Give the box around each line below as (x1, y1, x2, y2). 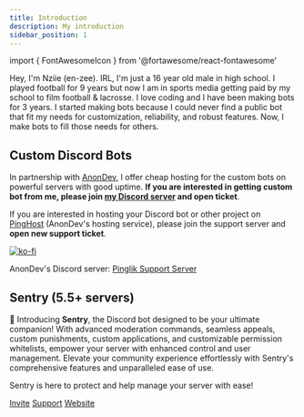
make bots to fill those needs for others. (9, 121, 159, 132)
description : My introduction (9, 22, 125, 31)
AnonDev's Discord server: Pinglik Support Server (9, 263, 198, 274)
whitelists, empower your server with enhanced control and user (9, 343, 251, 353)
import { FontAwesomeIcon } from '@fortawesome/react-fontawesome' (9, 56, 278, 66)
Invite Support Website (9, 398, 96, 408)
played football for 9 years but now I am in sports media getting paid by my (9, 83, 291, 94)
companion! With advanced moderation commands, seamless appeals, (9, 324, 276, 334)
